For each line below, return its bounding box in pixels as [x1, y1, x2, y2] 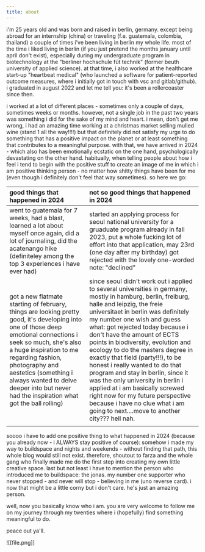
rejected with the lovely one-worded [89, 256, 194, 264]
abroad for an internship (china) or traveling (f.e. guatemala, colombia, [6, 32, 183, 40]
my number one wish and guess [89, 315, 181, 323]
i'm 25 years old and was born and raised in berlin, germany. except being [6, 26, 193, 33]
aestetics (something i [9, 368, 73, 377]
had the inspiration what [9, 391, 79, 400]
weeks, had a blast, [9, 213, 65, 222]
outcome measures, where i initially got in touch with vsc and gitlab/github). [6, 77, 197, 85]
